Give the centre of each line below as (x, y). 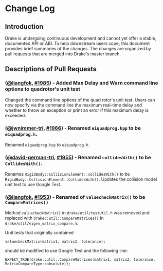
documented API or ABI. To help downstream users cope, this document (77, 43)
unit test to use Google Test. (33, 185)
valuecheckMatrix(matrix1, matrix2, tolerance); (55, 241)
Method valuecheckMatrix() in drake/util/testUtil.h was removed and (77, 212)
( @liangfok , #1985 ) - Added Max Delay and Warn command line (81, 83)
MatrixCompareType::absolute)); (38, 264)
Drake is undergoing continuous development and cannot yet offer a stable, (81, 38)
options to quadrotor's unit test (43, 89)
